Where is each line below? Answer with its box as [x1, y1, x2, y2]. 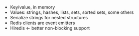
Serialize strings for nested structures [10, 15, 88, 20]
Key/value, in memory [10, 4, 55, 10]
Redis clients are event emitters [10, 20, 75, 26]
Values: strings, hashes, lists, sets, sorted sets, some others [10, 9, 134, 15]
